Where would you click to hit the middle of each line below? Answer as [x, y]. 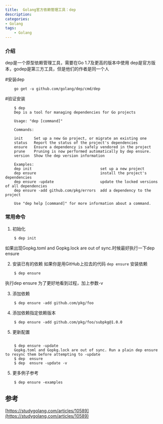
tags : [11, 28]
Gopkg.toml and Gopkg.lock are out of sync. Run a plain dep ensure [86, 350]
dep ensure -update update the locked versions [86, 182]
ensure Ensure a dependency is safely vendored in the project [83, 147]
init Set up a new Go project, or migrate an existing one [81, 139]
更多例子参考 [25, 373]
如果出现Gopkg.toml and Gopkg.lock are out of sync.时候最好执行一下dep [80, 248]
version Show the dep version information [60, 156]
